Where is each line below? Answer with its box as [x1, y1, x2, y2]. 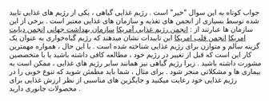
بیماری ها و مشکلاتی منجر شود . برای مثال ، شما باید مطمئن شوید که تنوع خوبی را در [9, 67, 261, 76]
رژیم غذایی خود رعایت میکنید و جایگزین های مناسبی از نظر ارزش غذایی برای [9, 76, 238, 84]
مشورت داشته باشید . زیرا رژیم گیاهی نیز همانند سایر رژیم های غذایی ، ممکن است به [9, 58, 262, 68]
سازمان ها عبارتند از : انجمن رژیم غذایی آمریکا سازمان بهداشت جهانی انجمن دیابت [9, 25, 254, 33]
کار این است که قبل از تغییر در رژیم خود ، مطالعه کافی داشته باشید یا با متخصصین [9, 50, 252, 59]
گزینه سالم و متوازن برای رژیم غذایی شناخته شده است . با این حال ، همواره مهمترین [9, 41, 260, 51]
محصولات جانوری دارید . [9, 84, 81, 93]
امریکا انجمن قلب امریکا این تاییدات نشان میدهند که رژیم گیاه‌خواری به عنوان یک [9, 33, 247, 42]
